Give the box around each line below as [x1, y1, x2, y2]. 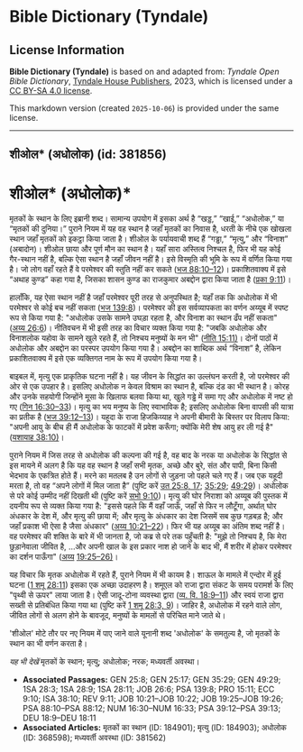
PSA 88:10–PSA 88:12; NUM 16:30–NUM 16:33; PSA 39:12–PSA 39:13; [22, 703, 281, 714]
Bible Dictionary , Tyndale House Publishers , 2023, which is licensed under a [9, 76, 293, 87]
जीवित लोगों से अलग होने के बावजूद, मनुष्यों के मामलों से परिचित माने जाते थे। [9, 610, 226, 621]
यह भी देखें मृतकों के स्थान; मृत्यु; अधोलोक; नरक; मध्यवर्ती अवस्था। [9, 656, 200, 667]
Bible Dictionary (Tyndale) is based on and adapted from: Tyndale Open [9, 66, 280, 77]
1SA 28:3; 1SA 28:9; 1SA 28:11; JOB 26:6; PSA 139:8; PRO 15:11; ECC [22, 683, 275, 695]
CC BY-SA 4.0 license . [9, 86, 93, 96]
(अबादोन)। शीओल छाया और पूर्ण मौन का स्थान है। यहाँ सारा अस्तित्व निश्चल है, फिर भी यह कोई [9, 243, 281, 254]
